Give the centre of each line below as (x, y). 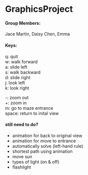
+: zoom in (16, 103)
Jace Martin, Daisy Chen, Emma (38, 34)
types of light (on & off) (36, 162)
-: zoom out (17, 97)
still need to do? (22, 125)
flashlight (22, 167)
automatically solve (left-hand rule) (48, 146)
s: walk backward (23, 72)
